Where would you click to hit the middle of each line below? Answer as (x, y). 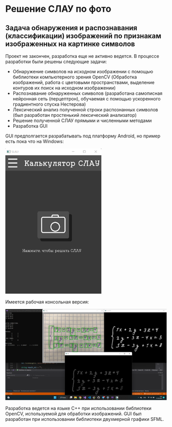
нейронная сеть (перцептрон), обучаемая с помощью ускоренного (87, 99)
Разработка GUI (30, 126)
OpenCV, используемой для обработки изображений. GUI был (73, 414)
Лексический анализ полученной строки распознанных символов (85, 110)
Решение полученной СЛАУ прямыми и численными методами (82, 120)
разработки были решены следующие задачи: (56, 62)
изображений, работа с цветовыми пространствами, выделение (84, 82)
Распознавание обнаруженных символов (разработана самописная (88, 93)
